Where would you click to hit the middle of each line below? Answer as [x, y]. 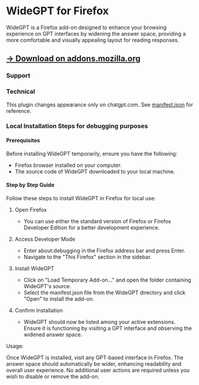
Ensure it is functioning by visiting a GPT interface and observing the [108, 328]
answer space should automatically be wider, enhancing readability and [94, 364]
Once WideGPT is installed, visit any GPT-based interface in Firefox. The [95, 357]
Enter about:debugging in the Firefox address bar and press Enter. [105, 250]
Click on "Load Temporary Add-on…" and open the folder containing [107, 280]
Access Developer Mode [45, 239]
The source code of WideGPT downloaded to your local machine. [95, 171]
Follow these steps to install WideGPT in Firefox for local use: [81, 198]
